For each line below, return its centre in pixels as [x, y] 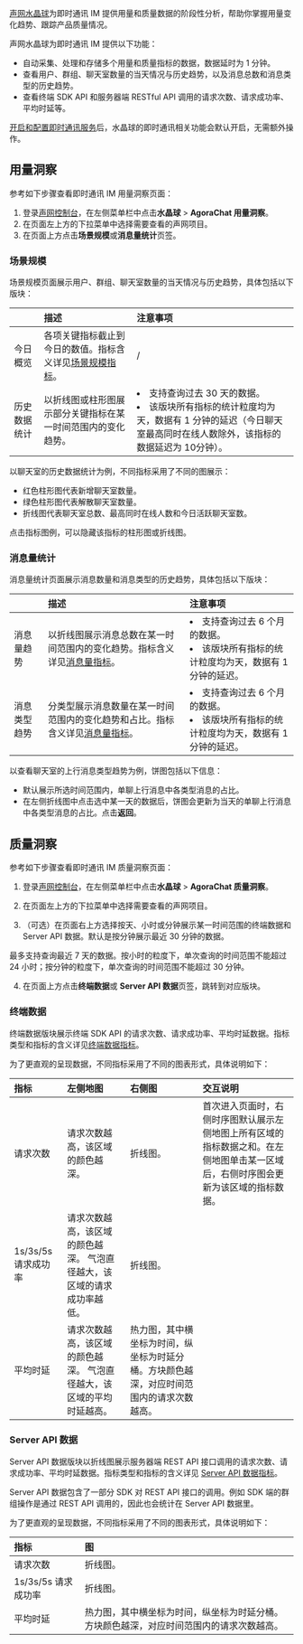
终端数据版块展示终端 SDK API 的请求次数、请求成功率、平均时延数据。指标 [150, 1033]
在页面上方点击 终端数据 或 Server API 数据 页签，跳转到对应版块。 [144, 986]
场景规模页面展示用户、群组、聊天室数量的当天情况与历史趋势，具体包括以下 [151, 282]
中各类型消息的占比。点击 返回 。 [82, 813]
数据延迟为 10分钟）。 [182, 447]
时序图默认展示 [243, 1119]
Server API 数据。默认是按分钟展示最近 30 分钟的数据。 [126, 936]
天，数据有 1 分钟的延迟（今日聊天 [210, 420]
